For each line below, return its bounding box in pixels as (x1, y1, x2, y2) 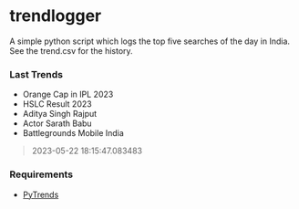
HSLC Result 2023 (22, 99, 93, 110)
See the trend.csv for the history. (9, 45, 134, 56)
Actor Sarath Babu (22, 118, 93, 129)
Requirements (9, 168, 74, 181)
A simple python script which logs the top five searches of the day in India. (9, 36, 290, 47)
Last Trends (9, 68, 64, 80)
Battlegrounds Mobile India (22, 128, 125, 139)
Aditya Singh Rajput (22, 109, 98, 120)
